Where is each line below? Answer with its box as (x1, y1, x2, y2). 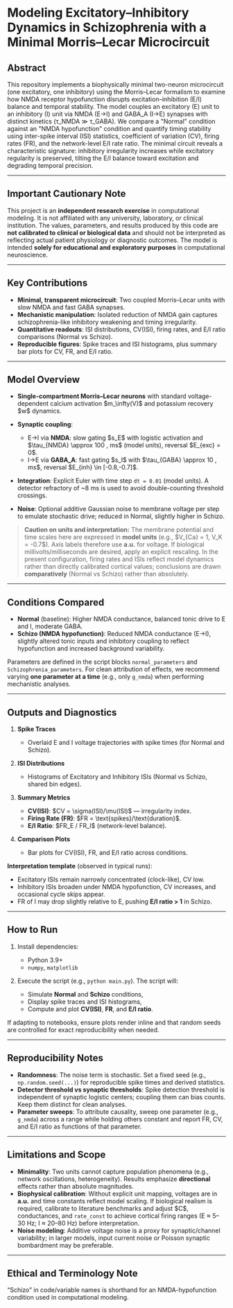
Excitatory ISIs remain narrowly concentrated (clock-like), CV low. (17, 875, 205, 884)
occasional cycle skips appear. (17, 890, 105, 899)
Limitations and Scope (7, 1149, 106, 1161)
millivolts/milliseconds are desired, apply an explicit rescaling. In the (24, 548, 218, 556)
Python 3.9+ (27, 956, 64, 964)
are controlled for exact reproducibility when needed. (7, 1025, 159, 1034)
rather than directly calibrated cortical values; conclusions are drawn (24, 562, 221, 571)
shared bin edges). (27, 780, 82, 789)
